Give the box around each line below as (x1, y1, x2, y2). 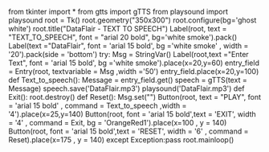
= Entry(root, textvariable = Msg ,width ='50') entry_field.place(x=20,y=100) (8, 67, 259, 76)
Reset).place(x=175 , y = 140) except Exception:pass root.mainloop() (8, 135, 234, 144)
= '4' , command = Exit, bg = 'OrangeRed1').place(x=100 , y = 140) (8, 118, 227, 127)
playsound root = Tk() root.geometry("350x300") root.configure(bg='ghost (8, 15, 257, 25)
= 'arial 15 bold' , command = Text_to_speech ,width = (8, 101, 187, 110)
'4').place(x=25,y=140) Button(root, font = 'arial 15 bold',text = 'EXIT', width (8, 109, 257, 119)
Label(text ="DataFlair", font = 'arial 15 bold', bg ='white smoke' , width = (8, 41, 249, 51)
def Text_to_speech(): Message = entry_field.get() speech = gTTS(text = (8, 76, 247, 84)
